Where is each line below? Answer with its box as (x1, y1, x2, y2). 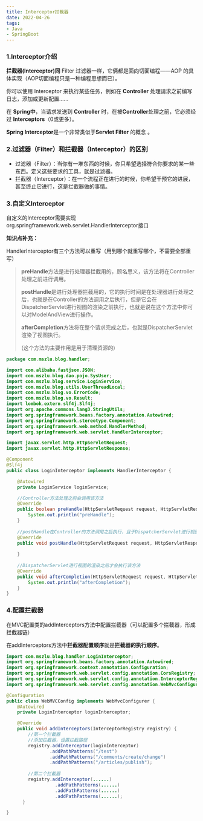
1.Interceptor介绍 (6, 53, 57, 61)
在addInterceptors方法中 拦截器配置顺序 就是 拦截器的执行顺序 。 (6, 641, 163, 649)
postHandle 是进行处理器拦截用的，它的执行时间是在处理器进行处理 (21, 288, 189, 296)
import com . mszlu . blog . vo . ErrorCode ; (6, 389, 101, 396)
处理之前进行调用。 (21, 276, 69, 283)
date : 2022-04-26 (6, 15, 50, 21)
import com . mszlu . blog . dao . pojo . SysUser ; (6, 372, 112, 378)
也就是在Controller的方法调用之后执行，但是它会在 (31, 296, 157, 303)
